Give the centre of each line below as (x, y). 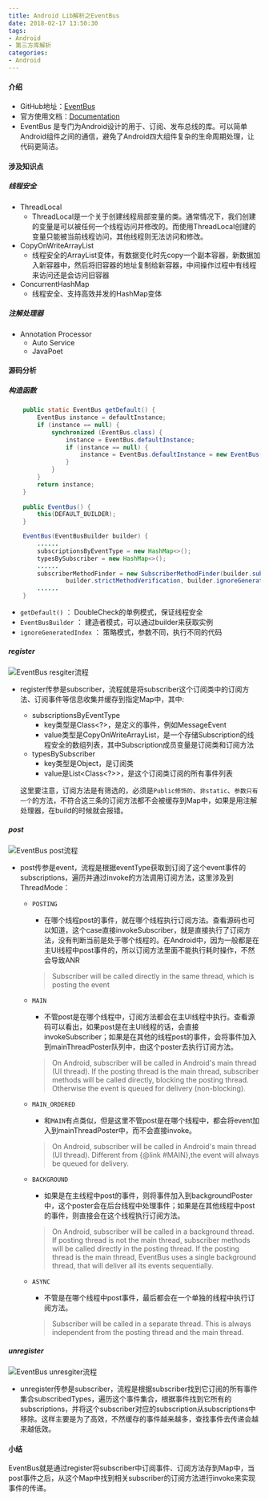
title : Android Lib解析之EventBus (64, 16)
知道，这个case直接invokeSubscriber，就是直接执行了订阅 (147, 929)
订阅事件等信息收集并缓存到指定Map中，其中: (109, 700)
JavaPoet (47, 351)
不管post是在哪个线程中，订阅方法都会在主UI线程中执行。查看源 (149, 1016)
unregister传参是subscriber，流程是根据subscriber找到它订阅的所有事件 (139, 1389)
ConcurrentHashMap (54, 284)
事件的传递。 (29, 1488)
